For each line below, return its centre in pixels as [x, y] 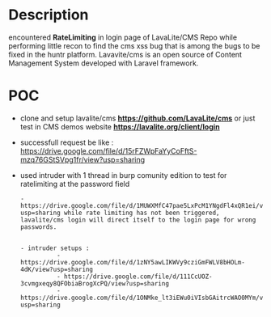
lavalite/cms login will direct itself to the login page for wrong [138, 220]
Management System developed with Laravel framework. [104, 63]
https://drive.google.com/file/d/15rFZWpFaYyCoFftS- [108, 150]
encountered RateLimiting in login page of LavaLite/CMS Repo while [123, 37]
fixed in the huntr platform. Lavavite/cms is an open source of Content [125, 54]
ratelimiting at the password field [75, 184]
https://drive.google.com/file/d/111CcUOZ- [138, 277]
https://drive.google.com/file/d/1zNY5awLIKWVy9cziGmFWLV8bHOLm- [132, 262]
